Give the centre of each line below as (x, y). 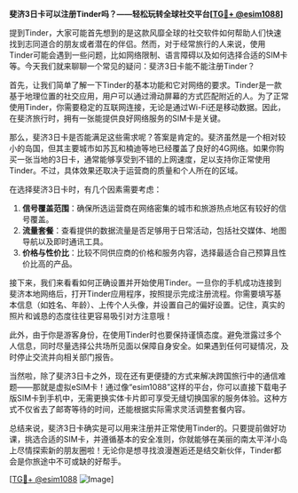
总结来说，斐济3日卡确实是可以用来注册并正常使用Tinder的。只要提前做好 (144, 428)
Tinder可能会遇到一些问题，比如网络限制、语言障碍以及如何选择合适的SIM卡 (149, 55)
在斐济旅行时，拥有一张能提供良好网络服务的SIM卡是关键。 (118, 118)
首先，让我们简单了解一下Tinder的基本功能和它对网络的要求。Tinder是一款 (145, 85)
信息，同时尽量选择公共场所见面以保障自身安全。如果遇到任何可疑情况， (149, 346)
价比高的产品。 (49, 264)
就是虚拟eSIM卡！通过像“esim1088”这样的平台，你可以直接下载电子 (163, 387)
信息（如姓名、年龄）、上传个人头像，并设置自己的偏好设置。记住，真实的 (151, 305)
